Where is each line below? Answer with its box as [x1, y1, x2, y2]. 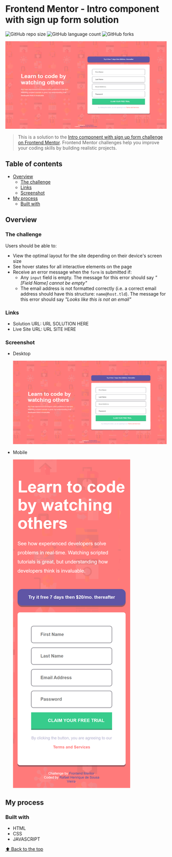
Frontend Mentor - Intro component [5, 3, 160, 15]
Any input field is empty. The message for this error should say [20, 274, 154, 280]
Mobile [12, 450, 28, 456]
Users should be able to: [5, 242, 57, 249]
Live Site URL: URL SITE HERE [12, 326, 76, 332]
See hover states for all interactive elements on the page [12, 263, 132, 269]
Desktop [12, 350, 31, 357]
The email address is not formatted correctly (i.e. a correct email [20, 285, 157, 291]
